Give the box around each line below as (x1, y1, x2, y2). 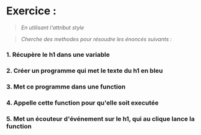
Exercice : (6, 4, 57, 18)
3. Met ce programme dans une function (6, 82, 126, 91)
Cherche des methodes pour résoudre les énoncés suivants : (20, 35, 172, 42)
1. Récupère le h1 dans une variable (6, 50, 110, 59)
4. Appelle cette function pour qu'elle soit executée (6, 99, 159, 107)
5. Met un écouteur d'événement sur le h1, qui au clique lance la (6, 115, 195, 123)
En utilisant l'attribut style (20, 24, 85, 31)
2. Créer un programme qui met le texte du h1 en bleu (6, 66, 163, 75)
